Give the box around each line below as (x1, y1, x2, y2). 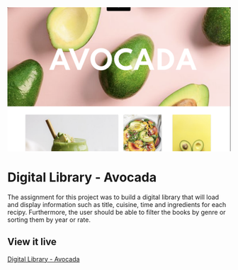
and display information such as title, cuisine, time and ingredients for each (7, 200, 227, 208)
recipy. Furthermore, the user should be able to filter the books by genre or (7, 208, 226, 216)
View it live (7, 236, 57, 248)
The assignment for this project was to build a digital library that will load (7, 193, 220, 201)
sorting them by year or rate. (7, 215, 91, 224)
